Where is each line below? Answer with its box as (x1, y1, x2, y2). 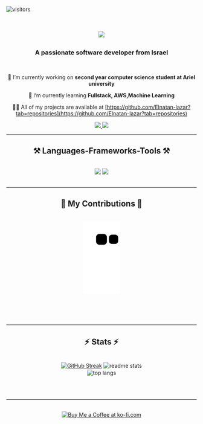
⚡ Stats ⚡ (84, 336, 119, 347)
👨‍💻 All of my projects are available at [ (12, 103, 108, 111)
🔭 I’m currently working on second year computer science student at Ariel (8, 74, 195, 81)
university (88, 80, 115, 88)
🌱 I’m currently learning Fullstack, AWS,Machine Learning (28, 92, 175, 99)
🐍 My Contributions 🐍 (60, 198, 143, 208)
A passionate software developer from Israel (34, 48, 169, 57)
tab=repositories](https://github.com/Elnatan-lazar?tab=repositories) (16, 110, 187, 117)
